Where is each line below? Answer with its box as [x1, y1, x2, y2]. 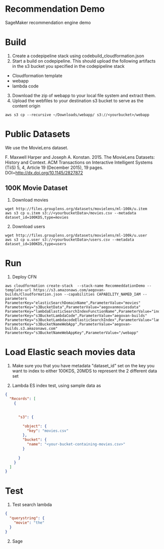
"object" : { [22, 423, 47, 428]
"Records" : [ [9, 397, 36, 401]
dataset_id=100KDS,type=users [5, 241, 67, 246]
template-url [5, 287, 32, 293]
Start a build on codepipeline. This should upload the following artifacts [12, 58, 156, 64]
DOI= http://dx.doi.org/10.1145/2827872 [5, 169, 83, 175]
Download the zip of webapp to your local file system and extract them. [12, 92, 156, 98]
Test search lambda [12, 502, 52, 507]
